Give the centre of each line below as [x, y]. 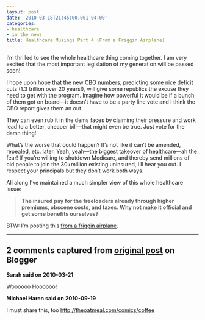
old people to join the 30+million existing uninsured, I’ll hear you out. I [94, 164]
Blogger [22, 260]
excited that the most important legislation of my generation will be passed [100, 64]
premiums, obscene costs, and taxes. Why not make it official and [106, 207]
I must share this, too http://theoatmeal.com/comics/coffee [80, 310]
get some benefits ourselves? [60, 214]
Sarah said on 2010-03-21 [40, 274]
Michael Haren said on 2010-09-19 [51, 298]
